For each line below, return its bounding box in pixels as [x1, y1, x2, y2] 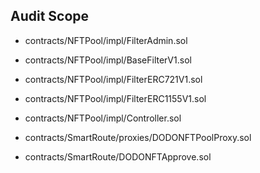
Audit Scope [10, 8, 90, 25]
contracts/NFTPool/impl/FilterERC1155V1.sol [24, 92, 207, 104]
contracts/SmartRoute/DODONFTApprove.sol [24, 150, 212, 163]
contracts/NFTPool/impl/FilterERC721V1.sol [24, 73, 203, 85]
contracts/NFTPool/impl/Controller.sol [24, 112, 182, 124]
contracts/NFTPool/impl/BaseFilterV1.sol [24, 54, 192, 66]
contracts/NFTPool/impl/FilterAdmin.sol [24, 34, 188, 46]
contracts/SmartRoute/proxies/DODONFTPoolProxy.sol [24, 131, 252, 143]
